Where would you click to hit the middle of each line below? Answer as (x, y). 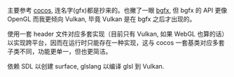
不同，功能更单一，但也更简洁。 (66, 51)
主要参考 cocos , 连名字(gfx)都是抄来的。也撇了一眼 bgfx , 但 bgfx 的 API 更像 (117, 10)
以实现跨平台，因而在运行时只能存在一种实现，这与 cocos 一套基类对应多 (113, 43)
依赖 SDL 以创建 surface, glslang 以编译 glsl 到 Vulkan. (86, 66)
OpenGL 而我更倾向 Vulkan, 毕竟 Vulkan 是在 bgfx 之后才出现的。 (102, 19)
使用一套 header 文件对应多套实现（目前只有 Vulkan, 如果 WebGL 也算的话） (118, 34)
